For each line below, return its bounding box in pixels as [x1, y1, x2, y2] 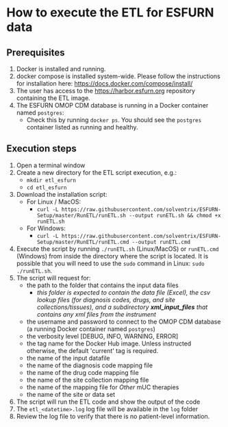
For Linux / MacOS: [26, 197, 81, 206]
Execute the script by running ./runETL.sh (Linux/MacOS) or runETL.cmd [16, 245, 219, 253]
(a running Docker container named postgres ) [26, 324, 155, 333]
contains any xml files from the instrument [36, 310, 157, 318]
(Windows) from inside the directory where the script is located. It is [16, 252, 209, 260]
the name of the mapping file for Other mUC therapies [26, 382, 179, 391]
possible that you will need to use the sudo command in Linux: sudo [16, 259, 205, 267]
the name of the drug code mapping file [26, 368, 139, 376]
